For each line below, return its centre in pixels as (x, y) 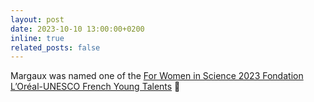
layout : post (37, 19)
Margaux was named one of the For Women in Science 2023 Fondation (157, 76)
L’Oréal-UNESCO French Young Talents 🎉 (95, 87)
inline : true (37, 38)
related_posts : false (55, 47)
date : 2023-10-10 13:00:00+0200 (77, 29)
